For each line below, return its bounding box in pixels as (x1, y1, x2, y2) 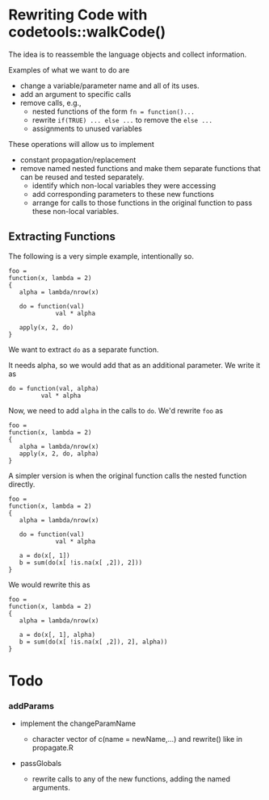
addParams (8, 700, 55, 711)
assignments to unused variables (32, 124, 143, 133)
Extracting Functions (8, 230, 116, 244)
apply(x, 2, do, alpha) (19, 450, 99, 458)
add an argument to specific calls (19, 89, 132, 98)
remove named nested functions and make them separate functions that (19, 163, 261, 173)
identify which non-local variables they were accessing (32, 180, 216, 191)
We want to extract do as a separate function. (8, 345, 159, 354)
